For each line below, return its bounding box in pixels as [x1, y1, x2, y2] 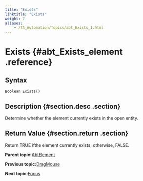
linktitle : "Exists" [5, 12, 47, 17]
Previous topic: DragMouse [5, 161, 60, 167]
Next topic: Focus [5, 170, 41, 176]
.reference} [5, 57, 53, 68]
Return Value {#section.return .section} [5, 129, 128, 138]
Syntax [5, 76, 27, 84]
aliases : [5, 20, 23, 26]
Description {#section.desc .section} [5, 102, 121, 110]
